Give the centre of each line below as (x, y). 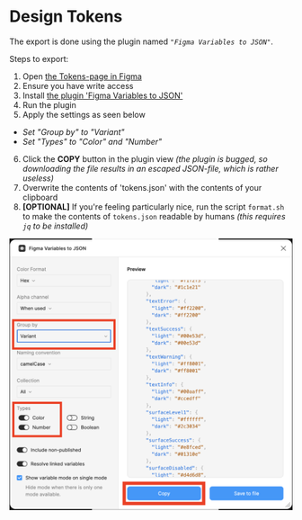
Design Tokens (66, 17)
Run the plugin (49, 104)
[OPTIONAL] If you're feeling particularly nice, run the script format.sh (153, 206)
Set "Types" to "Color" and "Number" (92, 141)
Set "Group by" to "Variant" (73, 131)
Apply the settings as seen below (84, 114)
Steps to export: (39, 58)
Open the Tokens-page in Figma (82, 76)
